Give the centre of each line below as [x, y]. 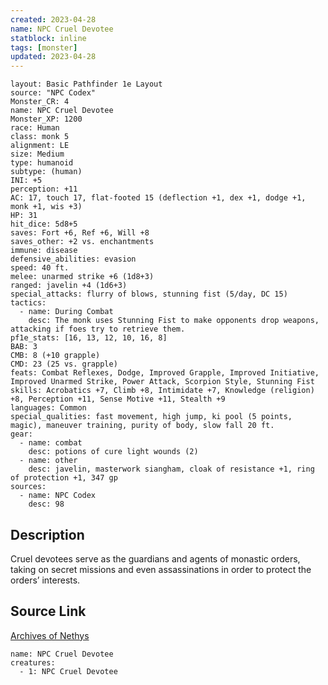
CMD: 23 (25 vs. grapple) [64, 364]
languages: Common [48, 408]
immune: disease [44, 251]
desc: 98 [46, 504]
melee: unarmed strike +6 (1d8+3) [82, 277]
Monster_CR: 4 [40, 102]
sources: [28, 487]
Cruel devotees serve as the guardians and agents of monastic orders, [155, 558]
